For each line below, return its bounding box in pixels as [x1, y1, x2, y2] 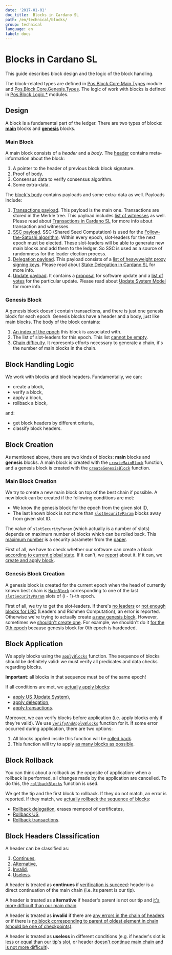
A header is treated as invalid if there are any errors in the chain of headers [5, 912, 165, 919]
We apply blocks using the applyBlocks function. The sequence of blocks [5, 653, 160, 659]
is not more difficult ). [5, 944, 50, 950]
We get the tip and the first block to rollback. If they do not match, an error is [5, 791, 167, 797]
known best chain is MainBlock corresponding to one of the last [5, 587, 138, 593]
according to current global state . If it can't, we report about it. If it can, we [5, 552, 163, 558]
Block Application [5, 639, 63, 648]
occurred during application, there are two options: [5, 725, 113, 732]
